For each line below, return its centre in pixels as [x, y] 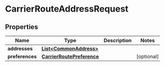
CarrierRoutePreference [70, 57]
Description [118, 41]
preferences [22, 57]
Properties [22, 27]
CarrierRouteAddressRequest [67, 9]
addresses [20, 49]
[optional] [148, 57]
